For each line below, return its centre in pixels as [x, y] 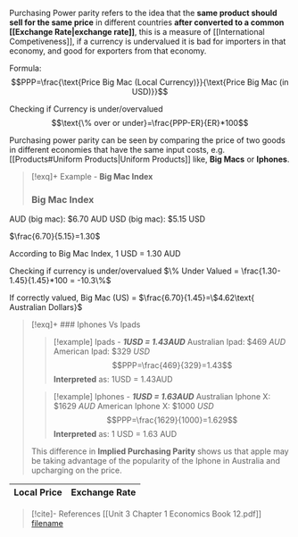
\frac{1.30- [261, 271]
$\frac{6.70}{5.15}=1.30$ [55, 237]
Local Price [38, 492]
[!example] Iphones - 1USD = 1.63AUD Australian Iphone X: [161, 397]
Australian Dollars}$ [46, 307]
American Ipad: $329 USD [101, 351]
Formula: [25, 68]
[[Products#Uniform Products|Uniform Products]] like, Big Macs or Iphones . [149, 159]
